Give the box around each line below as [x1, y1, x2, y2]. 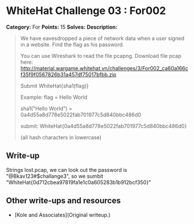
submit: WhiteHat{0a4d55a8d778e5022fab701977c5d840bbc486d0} [20, 122, 187, 129]
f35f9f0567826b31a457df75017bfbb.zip [20, 71, 117, 78]
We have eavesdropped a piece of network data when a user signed [20, 35, 185, 42]
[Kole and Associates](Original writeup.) [14, 211, 111, 218]
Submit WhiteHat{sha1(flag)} [20, 82, 89, 89]
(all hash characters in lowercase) [20, 133, 102, 141]
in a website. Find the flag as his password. [20, 41, 124, 48]
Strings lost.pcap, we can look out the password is [6, 166, 128, 173]
